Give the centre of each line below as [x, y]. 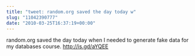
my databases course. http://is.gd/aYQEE [57, 46]
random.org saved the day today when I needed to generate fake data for [97, 40]
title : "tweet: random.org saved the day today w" [71, 12]
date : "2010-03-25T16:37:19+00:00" [51, 23]
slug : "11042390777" [32, 17]
